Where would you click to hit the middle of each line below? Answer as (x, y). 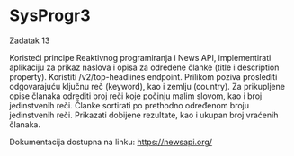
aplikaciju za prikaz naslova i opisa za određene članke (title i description (144, 67)
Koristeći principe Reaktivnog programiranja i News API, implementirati (140, 57)
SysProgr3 (50, 16)
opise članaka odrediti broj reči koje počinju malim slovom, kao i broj (136, 96)
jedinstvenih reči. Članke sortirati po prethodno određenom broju (129, 105)
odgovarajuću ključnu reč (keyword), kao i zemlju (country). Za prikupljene (147, 86)
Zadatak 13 (30, 40)
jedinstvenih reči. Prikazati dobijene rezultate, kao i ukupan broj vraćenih (144, 115)
